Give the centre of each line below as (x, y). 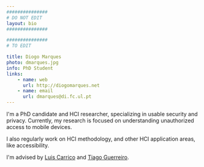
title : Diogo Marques (34, 57)
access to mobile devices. (39, 127)
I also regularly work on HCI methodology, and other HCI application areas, (101, 139)
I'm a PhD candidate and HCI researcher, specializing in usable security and (102, 114)
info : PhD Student (30, 68)
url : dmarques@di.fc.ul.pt (57, 97)
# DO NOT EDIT (25, 18)
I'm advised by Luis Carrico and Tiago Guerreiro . (68, 157)
